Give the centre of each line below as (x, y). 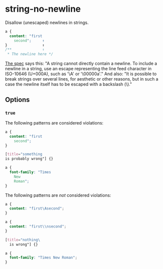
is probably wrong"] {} (29, 159)
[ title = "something (24, 154)
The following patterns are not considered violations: (58, 195)
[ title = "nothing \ (23, 240)
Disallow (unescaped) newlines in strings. (47, 22)
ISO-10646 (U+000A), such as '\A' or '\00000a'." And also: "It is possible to (81, 74)
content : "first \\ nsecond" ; (38, 227)
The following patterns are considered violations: (54, 123)
